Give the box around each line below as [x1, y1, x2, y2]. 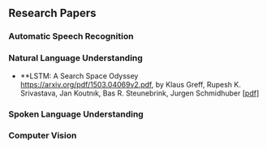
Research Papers [8, 6, 97, 20]
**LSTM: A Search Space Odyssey [19, 70, 139, 80]
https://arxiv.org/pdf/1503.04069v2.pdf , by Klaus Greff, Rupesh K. [19, 79, 241, 89]
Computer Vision [8, 130, 77, 141]
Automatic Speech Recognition [8, 31, 134, 42]
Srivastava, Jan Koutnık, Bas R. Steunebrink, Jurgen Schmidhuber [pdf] [19, 88, 260, 98]
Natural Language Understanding [8, 53, 144, 64]
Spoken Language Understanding [8, 109, 144, 120]
